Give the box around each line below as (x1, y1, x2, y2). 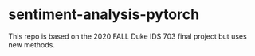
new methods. (8, 39, 56, 49)
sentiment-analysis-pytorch (8, 6, 200, 24)
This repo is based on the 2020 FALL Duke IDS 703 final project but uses (8, 32, 247, 41)
